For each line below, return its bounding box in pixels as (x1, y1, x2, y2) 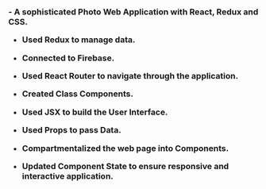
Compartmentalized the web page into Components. (21, 142, 229, 153)
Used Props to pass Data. (21, 125, 121, 136)
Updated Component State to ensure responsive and (21, 160, 229, 172)
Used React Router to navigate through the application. (21, 71, 239, 82)
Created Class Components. (21, 88, 133, 99)
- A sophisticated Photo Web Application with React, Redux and (8, 6, 259, 17)
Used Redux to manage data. (21, 34, 136, 45)
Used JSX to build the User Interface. (21, 106, 168, 118)
